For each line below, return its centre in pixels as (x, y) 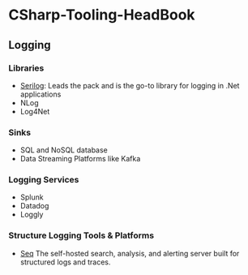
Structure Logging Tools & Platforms (81, 235)
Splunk (32, 197)
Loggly (32, 215)
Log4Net (35, 111)
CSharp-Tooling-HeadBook (102, 15)
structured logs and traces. (65, 262)
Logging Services (44, 180)
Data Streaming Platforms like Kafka (80, 159)
